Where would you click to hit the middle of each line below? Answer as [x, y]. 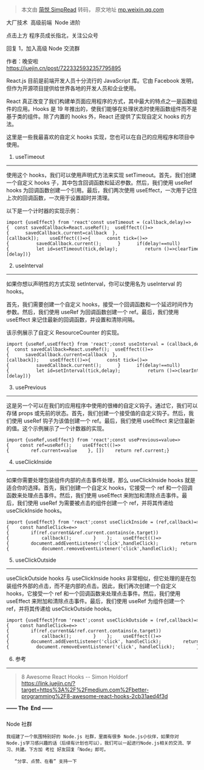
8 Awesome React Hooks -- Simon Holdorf [75, 677]
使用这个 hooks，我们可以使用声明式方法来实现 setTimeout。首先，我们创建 [101, 175]
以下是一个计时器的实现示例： [43, 211]
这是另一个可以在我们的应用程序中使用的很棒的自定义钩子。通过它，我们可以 [102, 405]
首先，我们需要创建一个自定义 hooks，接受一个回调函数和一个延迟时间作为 [100, 304]
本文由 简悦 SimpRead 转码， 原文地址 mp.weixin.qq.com [93, 9]
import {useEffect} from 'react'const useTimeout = [73, 222]
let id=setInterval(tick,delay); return [100, 371]
